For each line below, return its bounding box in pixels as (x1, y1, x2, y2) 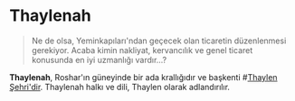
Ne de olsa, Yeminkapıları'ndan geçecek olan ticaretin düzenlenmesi (31, 35, 287, 46)
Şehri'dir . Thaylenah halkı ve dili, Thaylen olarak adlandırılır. (9, 81, 231, 92)
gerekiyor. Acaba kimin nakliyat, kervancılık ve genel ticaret (31, 44, 253, 55)
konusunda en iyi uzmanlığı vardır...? (31, 54, 167, 65)
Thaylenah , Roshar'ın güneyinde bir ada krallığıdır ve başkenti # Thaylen (9, 71, 278, 82)
